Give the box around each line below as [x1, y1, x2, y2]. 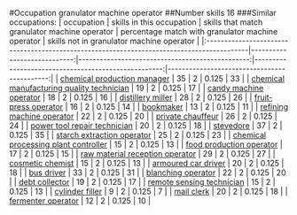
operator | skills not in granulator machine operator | [9, 35, 199, 46]
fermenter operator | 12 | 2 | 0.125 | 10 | [9, 196, 152, 206]
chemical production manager [60, 73, 170, 83]
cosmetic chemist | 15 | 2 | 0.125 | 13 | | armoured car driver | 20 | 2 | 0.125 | [9, 158, 285, 168]
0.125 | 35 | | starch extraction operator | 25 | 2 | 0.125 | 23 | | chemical [9, 130, 267, 140]
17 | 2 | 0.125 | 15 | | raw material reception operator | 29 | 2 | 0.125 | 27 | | [9, 149, 277, 158]
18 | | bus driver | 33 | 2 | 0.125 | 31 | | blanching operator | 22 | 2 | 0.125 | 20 [9, 167, 286, 178]
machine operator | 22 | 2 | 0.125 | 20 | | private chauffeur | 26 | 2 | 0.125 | [9, 111, 277, 121]
